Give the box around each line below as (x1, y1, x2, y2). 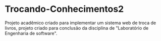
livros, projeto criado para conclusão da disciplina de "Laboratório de (5, 25, 149, 31)
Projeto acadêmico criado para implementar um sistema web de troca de (5, 20, 156, 26)
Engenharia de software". (5, 30, 58, 36)
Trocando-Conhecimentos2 (5, 3, 124, 15)
